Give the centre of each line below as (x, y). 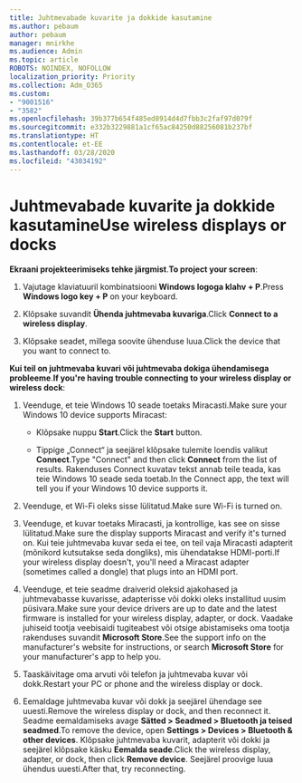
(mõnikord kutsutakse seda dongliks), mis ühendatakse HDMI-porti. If (151, 553)
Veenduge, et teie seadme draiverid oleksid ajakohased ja (130, 589)
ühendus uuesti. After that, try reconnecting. (104, 769)
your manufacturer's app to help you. (91, 657)
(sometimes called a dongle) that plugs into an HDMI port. (130, 572)
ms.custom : (30, 93)
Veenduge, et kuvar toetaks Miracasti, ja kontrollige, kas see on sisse (151, 524)
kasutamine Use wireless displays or (148, 225)
